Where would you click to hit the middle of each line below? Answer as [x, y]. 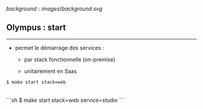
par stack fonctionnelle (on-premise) [70, 59]
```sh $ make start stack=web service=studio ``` [66, 100]
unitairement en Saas [50, 71]
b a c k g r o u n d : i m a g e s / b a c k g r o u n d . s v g [54, 9]
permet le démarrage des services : [60, 48]
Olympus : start [36, 27]
